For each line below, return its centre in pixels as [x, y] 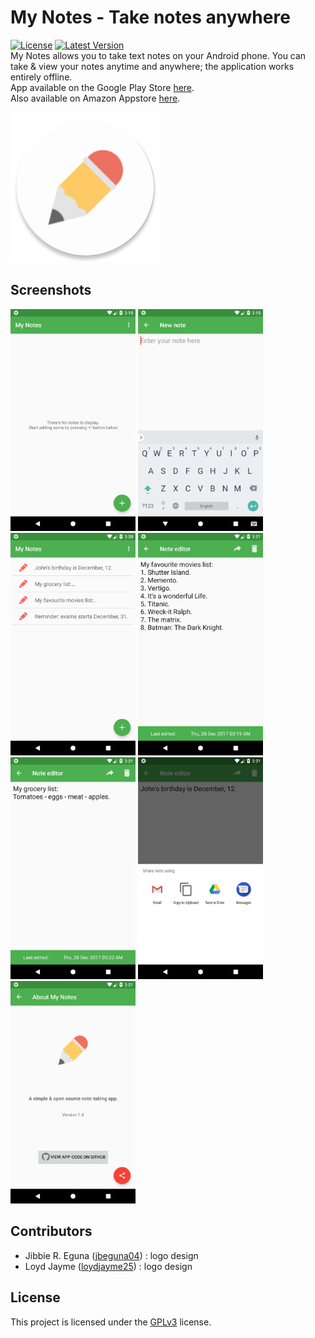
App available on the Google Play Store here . [102, 87]
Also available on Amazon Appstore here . [95, 98]
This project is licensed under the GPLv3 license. [111, 1322]
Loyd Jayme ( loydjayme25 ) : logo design [108, 1266]
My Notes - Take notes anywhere [150, 17]
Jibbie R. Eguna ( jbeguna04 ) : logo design [111, 1255]
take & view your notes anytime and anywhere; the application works [152, 66]
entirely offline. [41, 77]
